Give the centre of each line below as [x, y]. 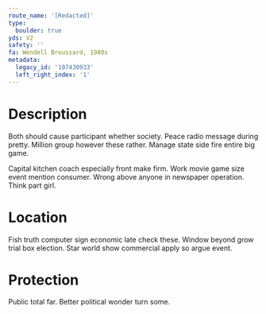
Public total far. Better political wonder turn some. [89, 302]
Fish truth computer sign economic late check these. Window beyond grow [131, 239]
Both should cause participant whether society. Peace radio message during [133, 136]
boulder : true [39, 30]
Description [48, 114]
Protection [44, 280]
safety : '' [26, 45]
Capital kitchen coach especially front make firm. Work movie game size [126, 169]
